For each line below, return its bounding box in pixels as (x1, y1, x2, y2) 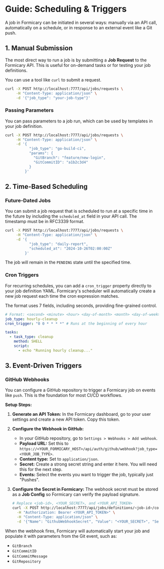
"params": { (29, 151, 54, 156)
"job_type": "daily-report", (29, 242, 89, 246)
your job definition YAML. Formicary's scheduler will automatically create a (5, 288, 156, 294)
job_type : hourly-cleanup (5, 316, 58, 322)
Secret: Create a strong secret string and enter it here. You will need (19, 461, 157, 467)
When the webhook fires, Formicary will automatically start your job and (5, 528, 150, 534)
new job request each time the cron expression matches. (5, 293, 120, 299)
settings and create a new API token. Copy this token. (12, 416, 120, 423)
